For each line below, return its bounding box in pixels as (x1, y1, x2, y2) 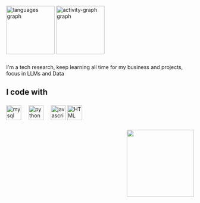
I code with (6, 87, 48, 97)
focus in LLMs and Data (6, 70, 64, 77)
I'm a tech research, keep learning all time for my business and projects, (6, 63, 183, 70)
